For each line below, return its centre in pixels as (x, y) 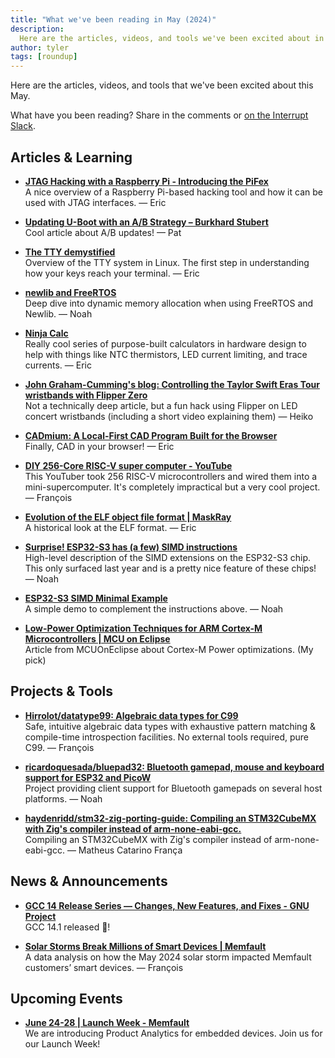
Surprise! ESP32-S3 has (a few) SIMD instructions (131, 547)
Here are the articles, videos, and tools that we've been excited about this (162, 85)
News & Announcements (89, 881)
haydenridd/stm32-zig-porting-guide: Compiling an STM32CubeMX (170, 818)
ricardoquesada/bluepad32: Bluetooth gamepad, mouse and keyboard (174, 767)
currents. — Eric (58, 365)
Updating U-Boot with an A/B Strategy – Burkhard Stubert (146, 222)
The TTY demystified (70, 252)
